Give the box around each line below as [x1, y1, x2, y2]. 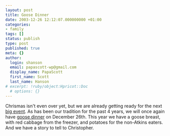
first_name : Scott [10, 74, 50, 80]
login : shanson [10, 60, 42, 65]
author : [5, 55, 22, 61]
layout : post [5, 7, 33, 13]
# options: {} [10, 88, 40, 94]
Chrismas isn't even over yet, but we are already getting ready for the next [5, 103, 162, 109]
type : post [5, 41, 29, 46]
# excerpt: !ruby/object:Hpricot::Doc [5, 84, 88, 89]
